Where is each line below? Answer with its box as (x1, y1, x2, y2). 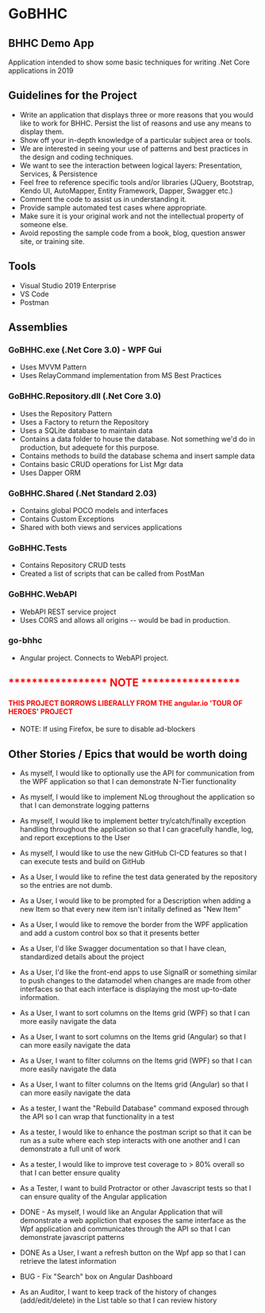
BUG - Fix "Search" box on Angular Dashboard (19, 1272, 173, 1281)
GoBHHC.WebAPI (8, 589, 78, 600)
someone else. (19, 219, 68, 229)
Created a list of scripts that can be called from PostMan (19, 569, 205, 578)
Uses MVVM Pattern (19, 362, 87, 372)
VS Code (19, 289, 49, 299)
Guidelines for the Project (8, 89, 137, 102)
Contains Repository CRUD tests (19, 561, 126, 570)
